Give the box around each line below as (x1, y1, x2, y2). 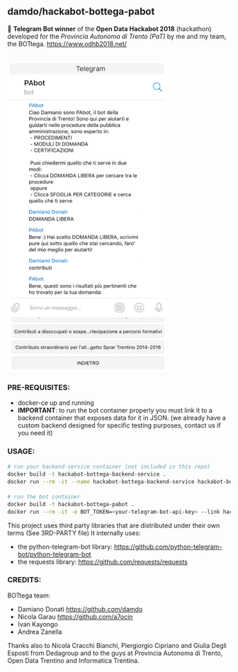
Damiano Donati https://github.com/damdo (17, 605, 143, 613)
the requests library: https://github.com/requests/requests (17, 557, 188, 566)
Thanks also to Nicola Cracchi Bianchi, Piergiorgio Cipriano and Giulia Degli (7, 641, 227, 649)
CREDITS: (7, 575, 42, 585)
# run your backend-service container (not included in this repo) (7, 464, 211, 471)
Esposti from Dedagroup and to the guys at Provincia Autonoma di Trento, (7, 649, 223, 657)
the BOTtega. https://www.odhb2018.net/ (7, 39, 127, 48)
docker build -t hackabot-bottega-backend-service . (7, 471, 166, 478)
